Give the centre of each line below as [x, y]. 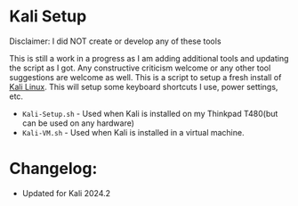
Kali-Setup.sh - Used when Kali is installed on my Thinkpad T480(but [150, 113]
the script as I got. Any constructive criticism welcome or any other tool [140, 68]
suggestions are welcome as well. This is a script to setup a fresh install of [145, 77]
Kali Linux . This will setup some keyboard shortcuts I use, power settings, [144, 87]
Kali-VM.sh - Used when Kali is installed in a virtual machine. [133, 132]
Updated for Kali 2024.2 [66, 193]
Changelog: [53, 169]
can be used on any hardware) [78, 123]
